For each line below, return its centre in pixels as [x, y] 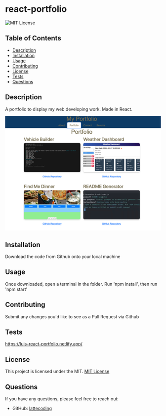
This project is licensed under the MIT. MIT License [57, 372]
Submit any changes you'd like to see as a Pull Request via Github [72, 316]
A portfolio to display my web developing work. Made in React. [69, 109]
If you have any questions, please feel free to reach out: [62, 399]
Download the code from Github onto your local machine [63, 256]
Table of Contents [33, 38]
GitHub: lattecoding [32, 409]
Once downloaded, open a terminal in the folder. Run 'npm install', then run [81, 284]
